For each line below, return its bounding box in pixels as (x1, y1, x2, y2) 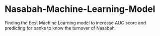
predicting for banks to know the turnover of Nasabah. (4, 25, 116, 31)
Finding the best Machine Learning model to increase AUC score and (4, 20, 146, 26)
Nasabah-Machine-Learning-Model (4, 3, 156, 15)
